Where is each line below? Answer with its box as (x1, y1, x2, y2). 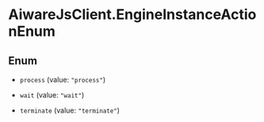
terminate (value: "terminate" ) (19, 105, 121, 115)
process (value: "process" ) (19, 75, 105, 84)
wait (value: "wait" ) (19, 90, 85, 100)
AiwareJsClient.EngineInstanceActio (8, 6, 257, 24)
